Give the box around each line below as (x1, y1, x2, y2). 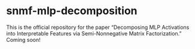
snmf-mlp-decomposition (6, 4, 138, 18)
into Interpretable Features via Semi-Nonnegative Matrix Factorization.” (6, 30, 182, 37)
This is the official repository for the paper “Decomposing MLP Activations (6, 24, 190, 31)
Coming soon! (6, 36, 41, 43)
